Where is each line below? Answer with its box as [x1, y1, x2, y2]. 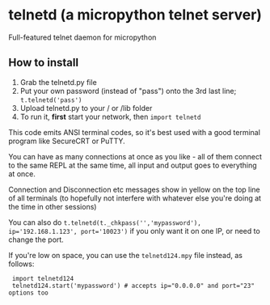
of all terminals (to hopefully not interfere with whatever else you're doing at [8, 193, 261, 203]
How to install [8, 56, 79, 70]
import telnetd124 [11, 274, 74, 282]
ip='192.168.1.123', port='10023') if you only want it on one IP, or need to [8, 226, 260, 235]
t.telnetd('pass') [19, 95, 82, 104]
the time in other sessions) [8, 201, 97, 211]
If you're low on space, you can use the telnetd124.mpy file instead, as [8, 250, 243, 260]
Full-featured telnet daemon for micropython [8, 32, 157, 42]
